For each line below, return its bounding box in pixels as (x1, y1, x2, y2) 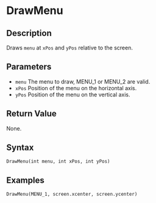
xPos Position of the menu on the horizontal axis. (15, 84, 137, 91)
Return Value (6, 109, 57, 119)
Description (6, 28, 52, 38)
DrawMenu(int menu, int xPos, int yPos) (6, 158, 111, 165)
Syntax (6, 143, 34, 153)
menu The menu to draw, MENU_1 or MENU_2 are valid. (15, 77, 151, 85)
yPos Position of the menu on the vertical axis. (15, 91, 130, 98)
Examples (6, 175, 44, 185)
